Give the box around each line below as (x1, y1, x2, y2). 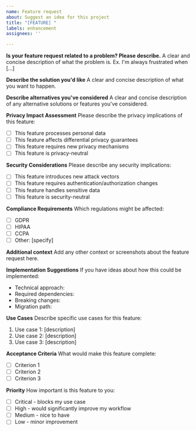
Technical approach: (14, 284, 65, 291)
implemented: (6, 272, 40, 279)
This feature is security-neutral (14, 193, 90, 200)
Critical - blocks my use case (14, 398, 86, 406)
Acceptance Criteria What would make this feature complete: (6, 350, 156, 357)
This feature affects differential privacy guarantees (14, 136, 138, 143)
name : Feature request (6, 8, 62, 15)
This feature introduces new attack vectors (14, 173, 120, 180)
